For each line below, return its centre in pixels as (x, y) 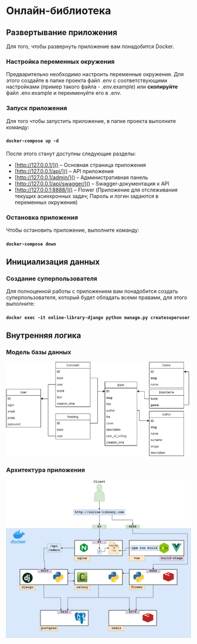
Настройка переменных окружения (60, 61)
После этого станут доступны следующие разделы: (71, 153)
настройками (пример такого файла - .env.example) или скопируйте (92, 87)
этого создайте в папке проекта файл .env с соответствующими (87, 81)
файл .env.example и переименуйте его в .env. (64, 93)
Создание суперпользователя (52, 278)
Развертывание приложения (62, 32)
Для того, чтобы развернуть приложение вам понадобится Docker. (90, 46)
